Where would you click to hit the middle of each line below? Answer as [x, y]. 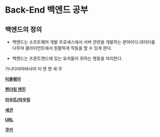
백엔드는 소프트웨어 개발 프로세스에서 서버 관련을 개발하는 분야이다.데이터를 [84, 42]
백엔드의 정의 [24, 29]
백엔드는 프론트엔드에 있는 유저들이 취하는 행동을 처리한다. [67, 58]
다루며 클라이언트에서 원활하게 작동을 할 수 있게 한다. [62, 48]
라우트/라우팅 [18, 100]
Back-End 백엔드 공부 [47, 10]
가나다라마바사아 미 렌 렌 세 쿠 [34, 69]
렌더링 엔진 [15, 89]
